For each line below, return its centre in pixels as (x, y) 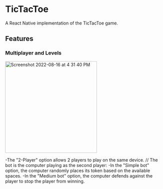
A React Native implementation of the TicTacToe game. (62, 23)
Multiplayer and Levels (33, 53)
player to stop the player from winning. (45, 181)
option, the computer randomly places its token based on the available (78, 170)
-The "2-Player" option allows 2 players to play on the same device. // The (82, 160)
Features (19, 39)
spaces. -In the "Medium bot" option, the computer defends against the (79, 175)
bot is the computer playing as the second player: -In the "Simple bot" (77, 165)
